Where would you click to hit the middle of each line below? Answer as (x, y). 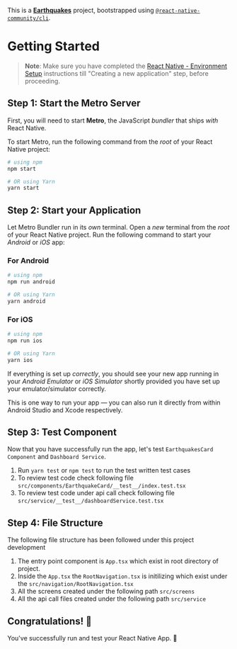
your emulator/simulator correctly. (57, 388)
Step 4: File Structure (56, 523)
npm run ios (25, 341)
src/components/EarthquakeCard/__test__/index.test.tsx (102, 486)
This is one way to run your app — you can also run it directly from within (114, 402)
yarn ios (20, 360)
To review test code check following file (76, 478)
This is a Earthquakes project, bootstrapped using (81, 10)
